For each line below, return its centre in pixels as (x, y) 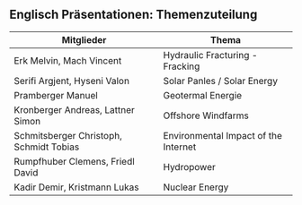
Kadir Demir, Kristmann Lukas (76, 187)
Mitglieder (84, 39)
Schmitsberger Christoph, (68, 135)
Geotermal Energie (203, 95)
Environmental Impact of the (223, 135)
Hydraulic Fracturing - (210, 55)
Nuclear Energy (196, 187)
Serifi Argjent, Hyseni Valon (72, 81)
